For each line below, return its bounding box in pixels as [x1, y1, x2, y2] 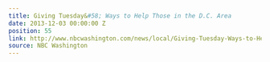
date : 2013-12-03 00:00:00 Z [8, 19, 106, 27]
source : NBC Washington [8, 42, 88, 50]
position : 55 [8, 27, 52, 35]
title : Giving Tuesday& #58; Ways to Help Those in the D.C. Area [8, 11, 231, 20]
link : [8, 34, 27, 43]
